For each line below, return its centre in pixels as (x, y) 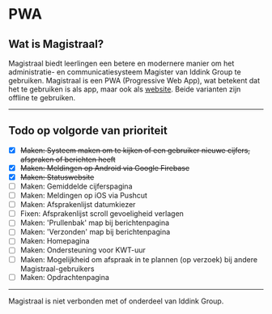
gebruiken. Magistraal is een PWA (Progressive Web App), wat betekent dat (134, 81)
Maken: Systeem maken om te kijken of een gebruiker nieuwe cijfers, (135, 150)
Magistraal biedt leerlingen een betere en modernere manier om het (121, 63)
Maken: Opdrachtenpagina (64, 277)
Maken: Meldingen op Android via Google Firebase (105, 168)
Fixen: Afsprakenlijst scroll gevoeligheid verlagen (102, 214)
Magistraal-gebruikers (57, 269)
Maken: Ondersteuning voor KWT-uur (83, 250)
